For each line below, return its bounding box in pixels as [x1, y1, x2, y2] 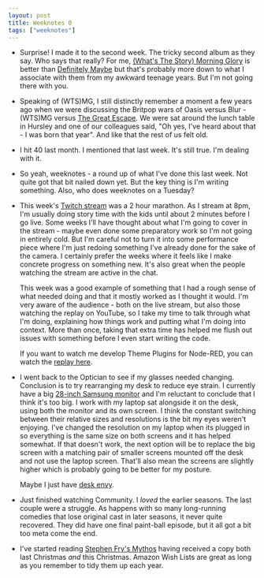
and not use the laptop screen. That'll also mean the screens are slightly [19, 457, 255, 466]
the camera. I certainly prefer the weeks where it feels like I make [19, 252, 232, 261]
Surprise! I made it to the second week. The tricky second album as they [19, 48, 255, 58]
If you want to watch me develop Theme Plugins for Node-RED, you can [19, 349, 254, 359]
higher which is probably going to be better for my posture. [19, 464, 212, 474]
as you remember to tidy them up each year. [19, 561, 164, 570]
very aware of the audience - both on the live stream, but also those [19, 300, 240, 310]
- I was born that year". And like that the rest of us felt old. [19, 130, 209, 140]
